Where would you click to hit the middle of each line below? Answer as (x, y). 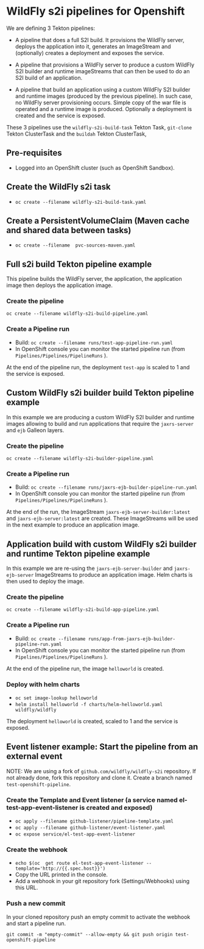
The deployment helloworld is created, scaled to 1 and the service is (92, 721)
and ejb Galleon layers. (35, 430)
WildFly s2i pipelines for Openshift (96, 11)
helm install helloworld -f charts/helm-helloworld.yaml (89, 704)
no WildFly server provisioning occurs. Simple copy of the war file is (101, 103)
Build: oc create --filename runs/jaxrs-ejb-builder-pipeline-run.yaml (106, 487)
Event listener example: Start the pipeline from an (102, 747)
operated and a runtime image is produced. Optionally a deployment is (104, 109)
